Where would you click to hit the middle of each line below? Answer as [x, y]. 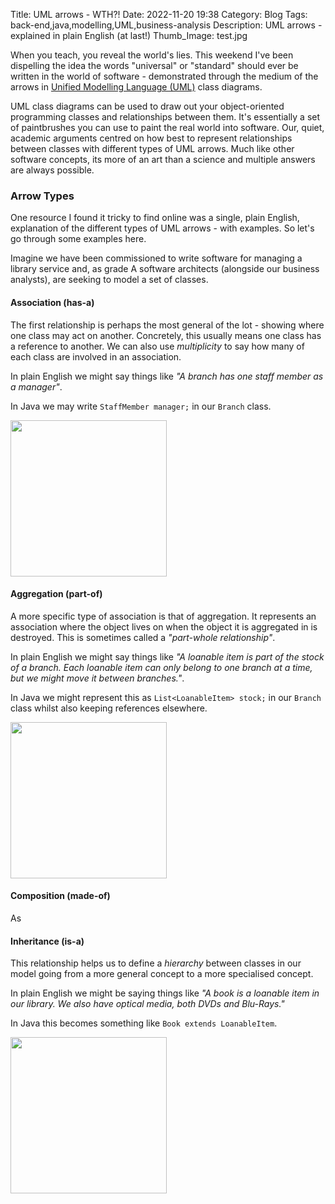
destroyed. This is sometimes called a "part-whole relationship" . [143, 637]
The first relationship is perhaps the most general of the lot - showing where [167, 325]
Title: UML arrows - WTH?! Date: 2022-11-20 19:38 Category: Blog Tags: [159, 14]
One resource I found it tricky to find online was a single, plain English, [155, 218]
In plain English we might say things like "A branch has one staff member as [167, 376]
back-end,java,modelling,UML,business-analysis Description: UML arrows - [166, 25]
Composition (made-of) [60, 896]
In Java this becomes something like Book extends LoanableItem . [144, 1023]
